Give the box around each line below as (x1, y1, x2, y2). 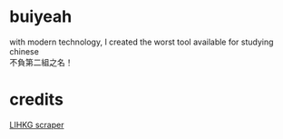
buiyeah (9, 6, 73, 27)
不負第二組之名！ (9, 56, 73, 67)
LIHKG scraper (9, 119, 64, 130)
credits (9, 89, 63, 110)
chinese (9, 45, 39, 56)
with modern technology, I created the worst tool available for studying (9, 36, 274, 47)
